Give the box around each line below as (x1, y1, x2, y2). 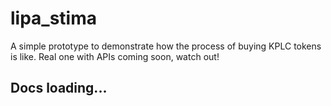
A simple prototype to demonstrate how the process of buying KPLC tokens (10, 40, 322, 52)
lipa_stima (10, 7, 98, 30)
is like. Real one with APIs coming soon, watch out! (10, 50, 220, 62)
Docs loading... (10, 80, 108, 97)
